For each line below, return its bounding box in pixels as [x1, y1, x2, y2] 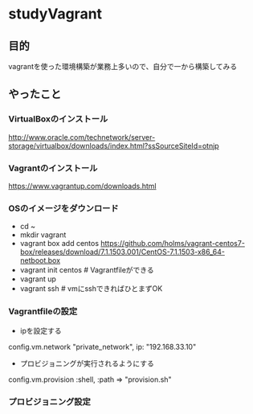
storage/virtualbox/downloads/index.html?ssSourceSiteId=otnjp [8, 141, 219, 150]
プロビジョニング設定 [8, 396, 91, 407]
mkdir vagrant [19, 230, 67, 240]
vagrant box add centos [19, 239, 99, 248]
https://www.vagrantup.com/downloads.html [8, 181, 157, 191]
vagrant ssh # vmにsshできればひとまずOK [19, 284, 163, 293]
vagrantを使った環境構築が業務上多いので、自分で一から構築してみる [8, 62, 238, 71]
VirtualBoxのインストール [8, 113, 108, 125]
